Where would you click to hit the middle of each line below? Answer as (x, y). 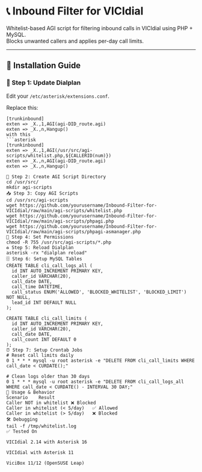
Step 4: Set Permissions (43, 237)
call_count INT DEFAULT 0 (44, 339)
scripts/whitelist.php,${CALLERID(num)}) (59, 156)
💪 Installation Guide (44, 65)
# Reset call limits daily (40, 355)
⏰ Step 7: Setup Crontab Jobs (44, 350)
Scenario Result (31, 397)
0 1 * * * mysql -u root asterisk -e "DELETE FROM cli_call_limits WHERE (101, 360)
